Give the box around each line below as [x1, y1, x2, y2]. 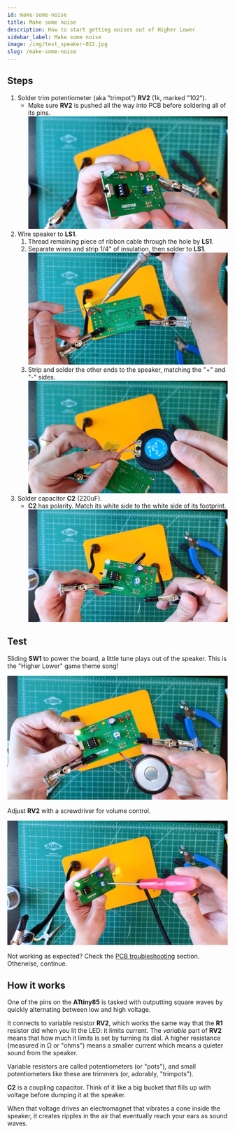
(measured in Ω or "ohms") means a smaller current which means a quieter [7, 1041, 224, 1050]
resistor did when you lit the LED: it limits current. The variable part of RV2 [7, 1027, 222, 1035]
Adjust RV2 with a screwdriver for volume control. [7, 807, 151, 815]
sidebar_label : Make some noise [7, 34, 101, 41]
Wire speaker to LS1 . [17, 230, 77, 238]
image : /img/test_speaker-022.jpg [7, 41, 108, 48]
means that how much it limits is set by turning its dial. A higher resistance [7, 1034, 221, 1043]
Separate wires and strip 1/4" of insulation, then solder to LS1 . [27, 244, 206, 253]
